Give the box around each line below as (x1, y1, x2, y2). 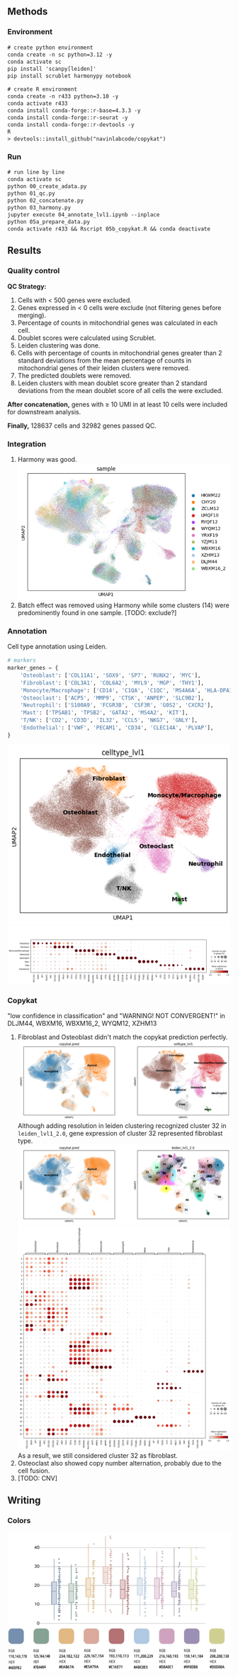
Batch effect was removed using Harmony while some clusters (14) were (17, 601, 229, 609)
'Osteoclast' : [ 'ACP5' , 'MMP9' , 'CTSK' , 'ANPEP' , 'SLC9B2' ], (20, 694, 204, 702)
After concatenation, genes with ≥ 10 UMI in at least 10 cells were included (7, 400, 228, 409)
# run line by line (7, 168, 65, 176)
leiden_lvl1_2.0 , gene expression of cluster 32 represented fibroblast (17, 1129, 223, 1138)
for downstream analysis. (7, 407, 81, 416)
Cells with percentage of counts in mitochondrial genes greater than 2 (17, 348, 222, 357)
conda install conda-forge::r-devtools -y (7, 121, 135, 128)
